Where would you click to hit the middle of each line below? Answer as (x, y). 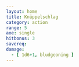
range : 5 (17, 28)
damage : (15, 50)
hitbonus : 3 (20, 38)
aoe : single (20, 33)
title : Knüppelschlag (32, 17)
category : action (27, 22)
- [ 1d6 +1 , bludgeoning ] (43, 55)
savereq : (17, 44)
